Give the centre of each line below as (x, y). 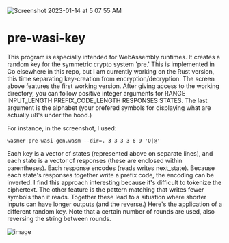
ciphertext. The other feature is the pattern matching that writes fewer (106, 189)
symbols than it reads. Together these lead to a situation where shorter (107, 197)
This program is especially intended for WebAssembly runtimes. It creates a (114, 57)
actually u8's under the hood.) (50, 115)
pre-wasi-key (46, 38)
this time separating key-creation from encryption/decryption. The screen (111, 78)
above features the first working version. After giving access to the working (113, 86)
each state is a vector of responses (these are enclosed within (95, 160)
